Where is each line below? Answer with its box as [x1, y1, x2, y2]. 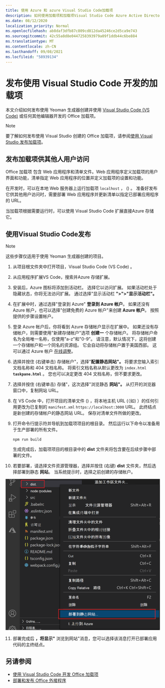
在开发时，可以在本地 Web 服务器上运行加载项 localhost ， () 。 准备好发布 [5, 185, 158, 191]
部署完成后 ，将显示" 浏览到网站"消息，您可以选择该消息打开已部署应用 [12, 635, 157, 641]
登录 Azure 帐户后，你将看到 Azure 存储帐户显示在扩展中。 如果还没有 [12, 324, 155, 330]
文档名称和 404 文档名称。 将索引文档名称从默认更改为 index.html [12, 365, 147, 371]
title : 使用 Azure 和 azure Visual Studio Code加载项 [5, 8, 113, 13]
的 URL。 [5, 197, 24, 203]
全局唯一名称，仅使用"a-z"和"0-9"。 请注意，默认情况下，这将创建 [21, 336, 156, 342]
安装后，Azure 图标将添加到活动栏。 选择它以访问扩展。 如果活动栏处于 [12, 285, 157, 291]
